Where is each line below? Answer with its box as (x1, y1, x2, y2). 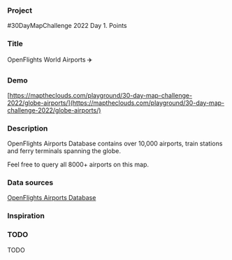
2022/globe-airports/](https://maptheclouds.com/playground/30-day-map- (7, 99, 225, 107)
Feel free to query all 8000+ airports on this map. (7, 160, 149, 169)
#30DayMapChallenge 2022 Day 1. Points (7, 22, 127, 30)
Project (7, 6, 33, 15)
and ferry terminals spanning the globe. (7, 147, 121, 155)
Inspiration (7, 211, 45, 221)
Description (7, 123, 48, 133)
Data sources (7, 178, 54, 187)
